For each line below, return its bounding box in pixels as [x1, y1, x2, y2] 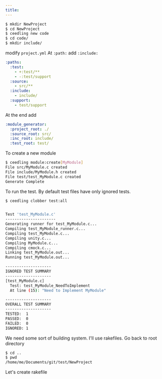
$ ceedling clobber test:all [5, 198, 67, 203]
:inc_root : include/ [10, 136, 54, 141]
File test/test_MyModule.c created [5, 174, 81, 179]
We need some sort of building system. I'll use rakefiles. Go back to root [5, 335, 157, 341]
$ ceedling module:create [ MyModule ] [5, 160, 83, 165]
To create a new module [5, 150, 56, 156]
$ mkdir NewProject [5, 22, 47, 27]
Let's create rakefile [5, 369, 48, 375]
